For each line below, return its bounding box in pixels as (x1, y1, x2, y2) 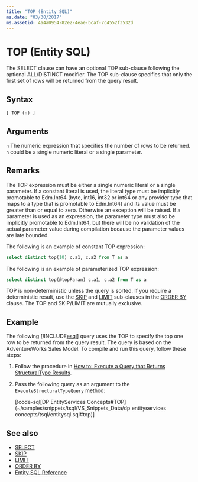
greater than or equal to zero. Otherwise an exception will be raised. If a (6, 206, 181, 213)
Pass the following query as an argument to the (14, 381, 130, 388)
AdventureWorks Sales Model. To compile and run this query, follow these (6, 345, 186, 352)
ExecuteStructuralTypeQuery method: (14, 387, 106, 394)
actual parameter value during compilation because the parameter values (6, 225, 185, 232)
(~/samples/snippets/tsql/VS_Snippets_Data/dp (14, 405, 131, 412)
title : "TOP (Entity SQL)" (6, 8, 73, 15)
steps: (6, 351, 21, 358)
